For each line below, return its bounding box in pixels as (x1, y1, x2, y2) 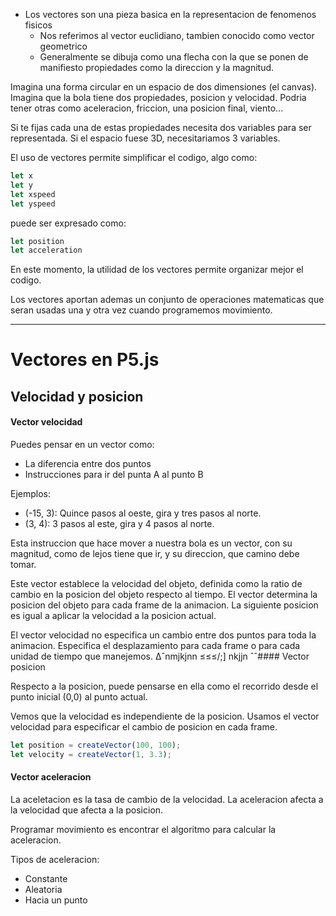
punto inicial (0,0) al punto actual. (10, 691, 148, 703)
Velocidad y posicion (10, 388, 144, 405)
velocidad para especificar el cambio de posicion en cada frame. (10, 721, 278, 733)
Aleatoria (24, 883, 63, 895)
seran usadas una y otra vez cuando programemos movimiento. (10, 304, 273, 316)
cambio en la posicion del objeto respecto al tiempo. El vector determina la (10, 589, 318, 601)
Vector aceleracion (10, 771, 92, 783)
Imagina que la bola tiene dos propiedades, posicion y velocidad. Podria (10, 92, 307, 103)
